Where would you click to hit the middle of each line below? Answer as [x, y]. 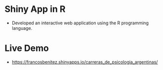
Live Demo [27, 48]
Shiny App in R [35, 9]
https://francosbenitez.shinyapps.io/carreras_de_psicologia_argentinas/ [85, 62]
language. [22, 28]
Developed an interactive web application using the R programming [80, 23]
